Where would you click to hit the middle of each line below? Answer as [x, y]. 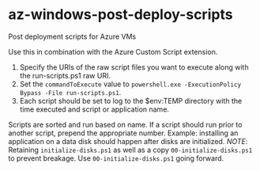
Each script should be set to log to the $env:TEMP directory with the [131, 101]
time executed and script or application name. [94, 109]
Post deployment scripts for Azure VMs [72, 36]
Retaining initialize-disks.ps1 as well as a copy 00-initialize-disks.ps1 [130, 150]
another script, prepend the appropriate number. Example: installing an [123, 133]
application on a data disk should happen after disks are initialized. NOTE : [128, 141]
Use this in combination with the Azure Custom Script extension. [113, 51]
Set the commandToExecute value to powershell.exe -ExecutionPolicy [130, 84]
